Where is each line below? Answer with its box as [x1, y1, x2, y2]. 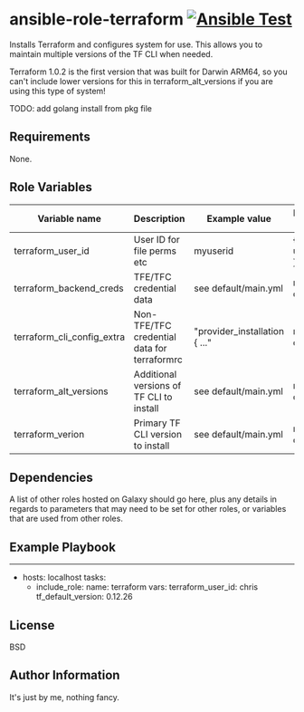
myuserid [194, 245, 234, 257]
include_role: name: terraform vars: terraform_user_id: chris [35, 582, 259, 592]
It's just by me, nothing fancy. [9, 691, 119, 702]
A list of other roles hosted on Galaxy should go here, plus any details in [9, 494, 278, 505]
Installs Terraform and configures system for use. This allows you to [9, 39, 263, 50]
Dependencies [9, 469, 93, 485]
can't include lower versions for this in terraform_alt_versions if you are [9, 75, 273, 86]
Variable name [37, 212, 101, 225]
